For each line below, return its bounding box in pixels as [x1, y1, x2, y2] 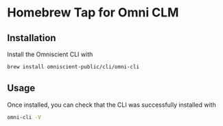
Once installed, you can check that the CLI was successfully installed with [7, 101, 216, 109]
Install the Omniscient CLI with [7, 50, 93, 58]
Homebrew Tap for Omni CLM [7, 5, 179, 21]
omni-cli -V [7, 114, 41, 121]
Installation [7, 32, 56, 44]
